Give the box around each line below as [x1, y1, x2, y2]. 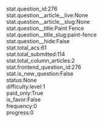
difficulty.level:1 [6, 83, 46, 90]
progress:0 [6, 109, 34, 116]
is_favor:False [6, 96, 41, 103]
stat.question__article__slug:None [6, 18, 90, 25]
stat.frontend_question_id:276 [6, 63, 82, 71]
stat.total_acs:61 [6, 44, 47, 51]
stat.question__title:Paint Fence [6, 24, 84, 32]
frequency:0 [6, 102, 38, 109]
